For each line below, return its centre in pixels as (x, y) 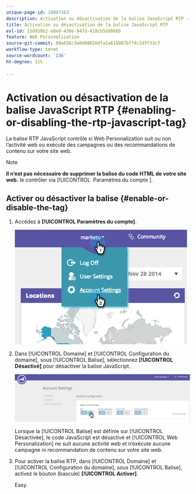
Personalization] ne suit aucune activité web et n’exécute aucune (92, 443)
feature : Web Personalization (43, 37)
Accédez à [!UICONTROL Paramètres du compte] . (76, 222)
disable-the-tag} (37, 207)
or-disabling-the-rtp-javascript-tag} (96, 122)
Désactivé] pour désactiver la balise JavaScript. (72, 366)
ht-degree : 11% (24, 61)
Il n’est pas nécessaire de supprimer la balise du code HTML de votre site (96, 174)
